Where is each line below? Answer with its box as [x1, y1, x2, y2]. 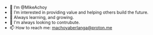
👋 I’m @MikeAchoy [9, 5, 47, 10]
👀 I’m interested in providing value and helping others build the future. [9, 9, 149, 15]
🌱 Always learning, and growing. [9, 15, 74, 20]
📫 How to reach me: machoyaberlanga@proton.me [9, 25, 112, 30]
